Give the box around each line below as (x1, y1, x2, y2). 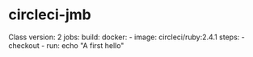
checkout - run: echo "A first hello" (8, 40, 124, 50)
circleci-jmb (8, 6, 91, 24)
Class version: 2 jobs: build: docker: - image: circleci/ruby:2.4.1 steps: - (8, 32, 245, 42)
